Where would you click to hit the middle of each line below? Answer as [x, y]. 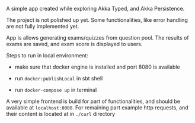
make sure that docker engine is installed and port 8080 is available [97, 67]
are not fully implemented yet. [43, 26]
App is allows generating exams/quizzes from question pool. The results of [97, 38]
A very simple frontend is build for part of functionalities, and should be [93, 101]
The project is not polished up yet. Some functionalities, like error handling [97, 20]
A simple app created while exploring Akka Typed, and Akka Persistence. [95, 9]
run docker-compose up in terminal [56, 90]
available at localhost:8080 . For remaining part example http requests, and [97, 108]
